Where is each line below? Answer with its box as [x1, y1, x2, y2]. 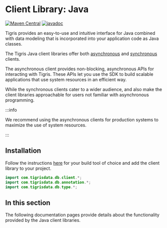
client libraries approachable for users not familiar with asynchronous [5, 92, 149, 98]
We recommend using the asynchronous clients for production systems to [5, 116, 158, 122]
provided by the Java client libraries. [5, 217, 81, 223]
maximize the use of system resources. [5, 122, 87, 128]
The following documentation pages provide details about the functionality [5, 212, 160, 218]
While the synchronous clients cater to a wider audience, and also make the [5, 86, 162, 92]
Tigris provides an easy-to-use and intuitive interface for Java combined [5, 30, 155, 36]
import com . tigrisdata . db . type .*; [5, 185, 78, 190]
